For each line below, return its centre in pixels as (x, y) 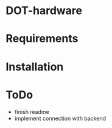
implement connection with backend (60, 118)
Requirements (42, 39)
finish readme (32, 111)
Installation (35, 66)
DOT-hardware (44, 11)
